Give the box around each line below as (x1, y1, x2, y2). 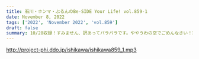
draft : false (6, 25, 38, 31)
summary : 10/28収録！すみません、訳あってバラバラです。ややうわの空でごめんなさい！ (6, 30, 192, 36)
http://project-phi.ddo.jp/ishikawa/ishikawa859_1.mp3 (6, 46, 137, 53)
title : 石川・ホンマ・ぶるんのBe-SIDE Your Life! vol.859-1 (6, 8, 148, 15)
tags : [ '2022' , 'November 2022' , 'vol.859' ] (6, 19, 118, 25)
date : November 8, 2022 (6, 14, 65, 20)
